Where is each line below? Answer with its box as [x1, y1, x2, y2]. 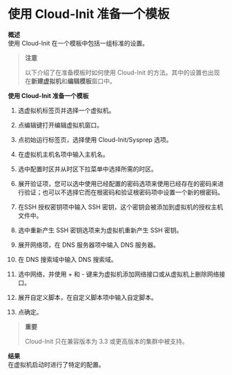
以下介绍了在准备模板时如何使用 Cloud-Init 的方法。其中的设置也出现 [24, 68, 220, 77]
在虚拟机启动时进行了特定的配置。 [8, 360, 105, 369]
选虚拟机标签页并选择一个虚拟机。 [17, 106, 115, 114]
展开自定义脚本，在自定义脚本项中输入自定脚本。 [17, 293, 157, 301]
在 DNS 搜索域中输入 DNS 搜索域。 [17, 255, 117, 263]
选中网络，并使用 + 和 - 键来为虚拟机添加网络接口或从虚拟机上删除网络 [17, 270, 220, 278]
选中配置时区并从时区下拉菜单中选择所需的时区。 [17, 165, 157, 173]
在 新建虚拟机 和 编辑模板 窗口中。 [24, 77, 116, 85]
